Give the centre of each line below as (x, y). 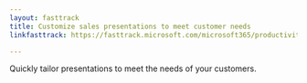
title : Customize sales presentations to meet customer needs (130, 26)
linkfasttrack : (38, 35)
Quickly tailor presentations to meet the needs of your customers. (133, 68)
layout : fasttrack (44, 18)
